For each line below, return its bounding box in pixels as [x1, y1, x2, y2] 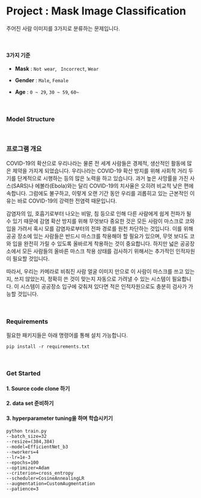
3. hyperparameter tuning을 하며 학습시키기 [6, 414, 113, 422]
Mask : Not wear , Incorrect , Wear [14, 65, 99, 73]
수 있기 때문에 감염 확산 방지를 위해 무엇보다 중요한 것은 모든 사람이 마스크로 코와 [6, 217, 195, 225]
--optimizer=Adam [6, 465, 50, 471]
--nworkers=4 [6, 449, 39, 455]
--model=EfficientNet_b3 [6, 444, 68, 450]
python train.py [6, 428, 47, 434]
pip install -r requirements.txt [6, 344, 90, 350]
